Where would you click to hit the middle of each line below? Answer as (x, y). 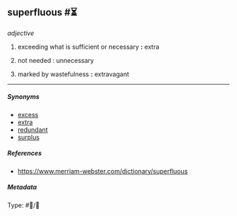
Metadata (22, 187)
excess (28, 114)
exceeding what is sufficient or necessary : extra (89, 47)
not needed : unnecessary (55, 60)
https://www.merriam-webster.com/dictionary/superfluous (103, 171)
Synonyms (24, 97)
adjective (21, 33)
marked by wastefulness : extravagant (73, 74)
